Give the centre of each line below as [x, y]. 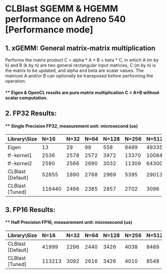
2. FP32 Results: [31, 113]
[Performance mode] [49, 30]
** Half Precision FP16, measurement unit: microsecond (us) [69, 222]
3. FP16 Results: [30, 210]
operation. [16, 81]
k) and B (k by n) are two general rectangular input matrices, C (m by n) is [81, 65]
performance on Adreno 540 [65, 19]
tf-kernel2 [20, 163]
